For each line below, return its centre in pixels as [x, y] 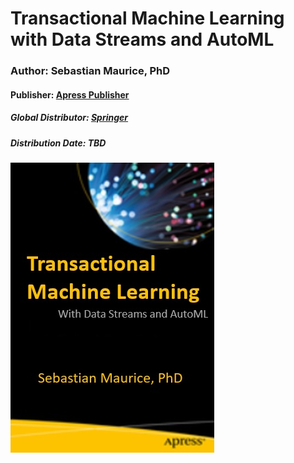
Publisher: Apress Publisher [70, 94]
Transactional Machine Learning [147, 18]
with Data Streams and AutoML [142, 39]
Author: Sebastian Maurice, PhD [90, 71]
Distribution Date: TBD [58, 143]
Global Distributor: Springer [69, 118]
